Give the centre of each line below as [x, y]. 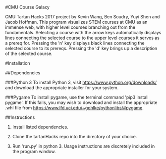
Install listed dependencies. [40, 127]
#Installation [18, 63]
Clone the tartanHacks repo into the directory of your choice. [75, 136]
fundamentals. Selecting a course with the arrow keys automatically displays [83, 32]
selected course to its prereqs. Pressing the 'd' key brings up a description [81, 48]
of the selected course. [29, 53]
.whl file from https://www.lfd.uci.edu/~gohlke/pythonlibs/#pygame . [74, 108]
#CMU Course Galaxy [27, 7]
